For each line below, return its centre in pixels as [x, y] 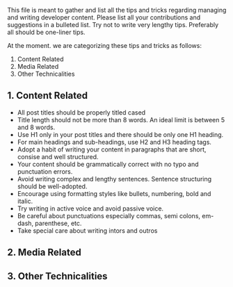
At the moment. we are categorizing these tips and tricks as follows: [104, 46]
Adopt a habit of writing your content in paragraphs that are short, [112, 149]
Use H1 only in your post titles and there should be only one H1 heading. [120, 134]
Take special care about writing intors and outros [87, 230]
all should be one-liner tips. [46, 32]
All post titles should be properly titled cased [81, 112]
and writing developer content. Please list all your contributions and [104, 17]
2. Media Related [44, 253]
